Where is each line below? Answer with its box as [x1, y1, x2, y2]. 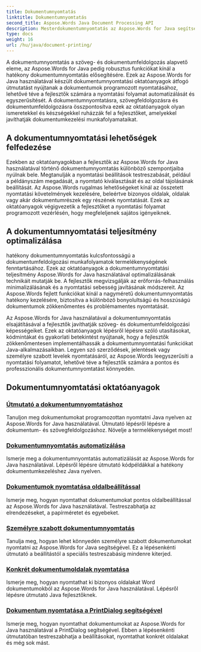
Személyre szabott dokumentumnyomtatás [6, 524, 135, 532]
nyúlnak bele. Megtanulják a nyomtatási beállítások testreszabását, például [6, 171, 191, 178]
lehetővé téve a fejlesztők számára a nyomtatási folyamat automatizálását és [6, 90, 195, 98]
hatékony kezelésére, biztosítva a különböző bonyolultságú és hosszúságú [6, 296, 190, 303]
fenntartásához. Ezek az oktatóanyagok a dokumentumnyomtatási [6, 264, 169, 272]
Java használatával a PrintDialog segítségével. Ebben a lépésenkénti [6, 626, 175, 633]
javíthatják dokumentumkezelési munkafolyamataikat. [6, 115, 138, 123]
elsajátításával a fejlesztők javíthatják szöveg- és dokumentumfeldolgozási [6, 321, 190, 328]
